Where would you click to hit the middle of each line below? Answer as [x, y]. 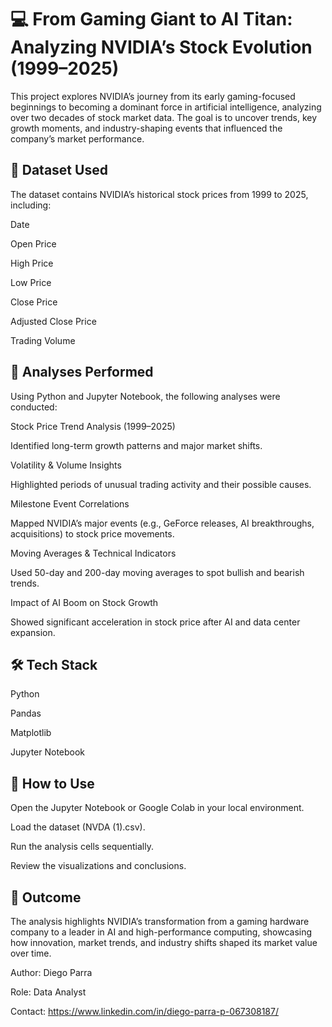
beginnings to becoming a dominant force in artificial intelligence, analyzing [166, 107]
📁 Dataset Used [59, 170]
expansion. [33, 632]
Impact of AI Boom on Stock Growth [84, 602]
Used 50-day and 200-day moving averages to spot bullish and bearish [157, 572]
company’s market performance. [77, 138]
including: [31, 205]
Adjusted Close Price [53, 321]
